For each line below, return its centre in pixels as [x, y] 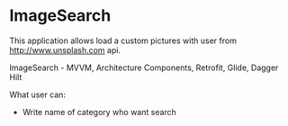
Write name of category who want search [99, 112]
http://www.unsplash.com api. [65, 49]
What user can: [37, 94]
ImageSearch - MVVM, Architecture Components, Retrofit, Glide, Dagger [144, 67]
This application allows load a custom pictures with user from [123, 40]
